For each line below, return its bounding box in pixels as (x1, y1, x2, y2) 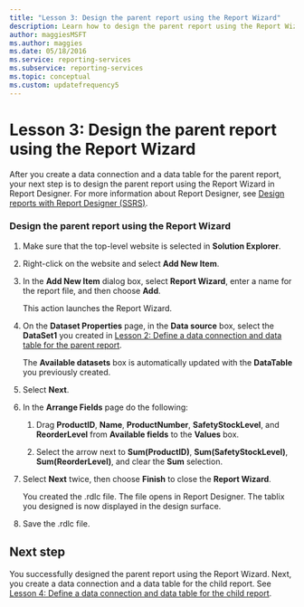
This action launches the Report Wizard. (22, 302, 173, 313)
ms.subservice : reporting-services (9, 64, 144, 73)
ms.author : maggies (9, 38, 83, 48)
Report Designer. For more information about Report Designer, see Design (9, 187, 285, 199)
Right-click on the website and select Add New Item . (22, 258, 220, 269)
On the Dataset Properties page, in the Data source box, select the (22, 320, 274, 331)
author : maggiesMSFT (9, 30, 88, 39)
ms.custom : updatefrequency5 (9, 81, 119, 90)
